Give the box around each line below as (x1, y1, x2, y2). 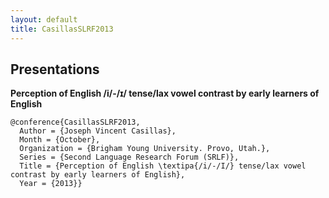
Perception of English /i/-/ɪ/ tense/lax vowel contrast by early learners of (10, 87, 320, 100)
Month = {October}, (19, 135, 101, 145)
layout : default (10, 14, 78, 25)
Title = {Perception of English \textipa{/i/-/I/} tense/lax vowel (19, 161, 307, 171)
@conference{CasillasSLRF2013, (10, 117, 141, 128)
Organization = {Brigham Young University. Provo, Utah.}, (19, 144, 271, 154)
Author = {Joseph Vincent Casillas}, (19, 126, 177, 136)
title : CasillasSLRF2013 (10, 24, 114, 34)
